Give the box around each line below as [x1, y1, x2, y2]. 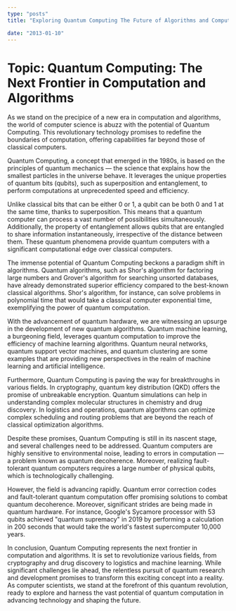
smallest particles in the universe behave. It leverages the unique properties [7, 172, 227, 180]
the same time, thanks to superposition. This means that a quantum [7, 208, 202, 216]
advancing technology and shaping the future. [7, 596, 141, 605]
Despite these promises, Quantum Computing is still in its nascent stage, [7, 434, 217, 443]
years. [7, 530, 26, 538]
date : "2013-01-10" [7, 30, 65, 37]
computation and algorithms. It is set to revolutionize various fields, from [7, 551, 217, 560]
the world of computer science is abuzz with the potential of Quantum [7, 120, 210, 129]
